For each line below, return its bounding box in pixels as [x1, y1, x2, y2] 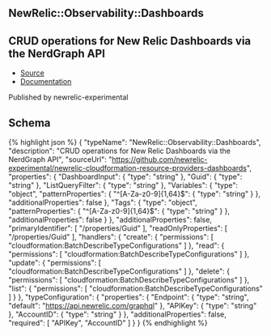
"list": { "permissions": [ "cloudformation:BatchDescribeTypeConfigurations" [8, 283, 263, 294]
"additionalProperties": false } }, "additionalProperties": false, [8, 215, 213, 225]
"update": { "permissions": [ [8, 258, 101, 268]
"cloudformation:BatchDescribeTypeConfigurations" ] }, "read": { [8, 240, 225, 250]
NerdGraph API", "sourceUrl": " [8, 155, 112, 164]
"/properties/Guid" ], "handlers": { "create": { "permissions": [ [8, 232, 214, 242]
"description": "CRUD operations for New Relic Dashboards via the [8, 146, 231, 156]
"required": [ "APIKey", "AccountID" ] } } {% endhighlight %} [8, 318, 208, 328]
